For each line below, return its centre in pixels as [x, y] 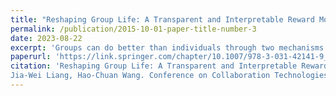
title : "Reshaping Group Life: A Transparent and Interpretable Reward [162, 19]
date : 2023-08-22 [46, 38]
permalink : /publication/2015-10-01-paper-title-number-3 [133, 29]
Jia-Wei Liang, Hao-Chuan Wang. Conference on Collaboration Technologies [169, 76]
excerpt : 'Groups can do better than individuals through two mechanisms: [169, 47]
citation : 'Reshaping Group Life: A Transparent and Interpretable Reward [169, 66]
